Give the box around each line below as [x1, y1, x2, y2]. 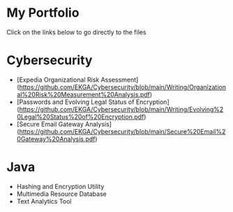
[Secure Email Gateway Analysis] [16, 120, 112, 128]
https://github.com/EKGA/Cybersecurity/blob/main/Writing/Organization [19, 82, 226, 91]
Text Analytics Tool [16, 197, 72, 205]
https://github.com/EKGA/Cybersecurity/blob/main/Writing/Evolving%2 [19, 105, 224, 113]
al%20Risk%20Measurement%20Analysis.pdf [16, 90, 151, 98]
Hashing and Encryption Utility [16, 182, 105, 190]
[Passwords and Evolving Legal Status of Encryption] [16, 98, 170, 106]
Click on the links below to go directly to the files [6, 28, 146, 36]
